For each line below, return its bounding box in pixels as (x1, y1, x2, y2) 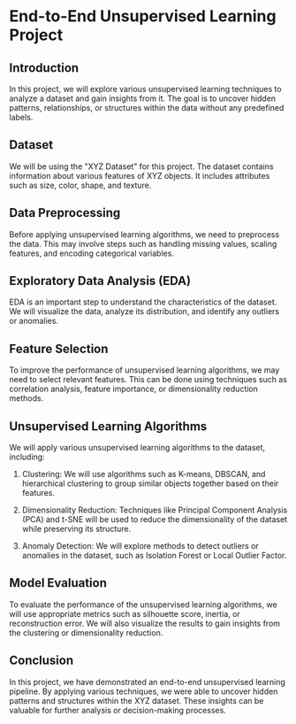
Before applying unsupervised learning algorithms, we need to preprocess (9, 228, 280, 240)
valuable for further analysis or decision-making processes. (9, 705, 227, 715)
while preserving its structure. (21, 524, 132, 535)
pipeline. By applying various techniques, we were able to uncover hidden (9, 686, 278, 697)
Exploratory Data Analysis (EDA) (9, 273, 192, 289)
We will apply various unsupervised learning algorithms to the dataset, (9, 443, 266, 453)
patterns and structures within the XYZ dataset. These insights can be (9, 695, 264, 705)
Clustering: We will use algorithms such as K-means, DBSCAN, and (21, 469, 266, 480)
